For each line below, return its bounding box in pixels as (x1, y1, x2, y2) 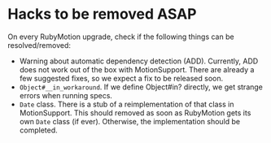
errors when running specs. (19, 90, 113, 100)
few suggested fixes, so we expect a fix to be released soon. (19, 73, 224, 83)
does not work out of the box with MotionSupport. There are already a (19, 64, 255, 74)
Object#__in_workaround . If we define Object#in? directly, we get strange (19, 82, 264, 92)
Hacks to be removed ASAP (7, 5, 197, 24)
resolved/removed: (7, 40, 71, 50)
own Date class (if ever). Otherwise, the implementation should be (19, 116, 241, 126)
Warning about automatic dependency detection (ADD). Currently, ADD (19, 56, 259, 66)
